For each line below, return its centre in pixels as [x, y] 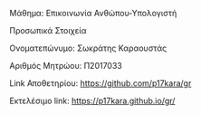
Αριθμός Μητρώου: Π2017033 [66, 66]
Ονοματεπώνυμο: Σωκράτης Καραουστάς [88, 48]
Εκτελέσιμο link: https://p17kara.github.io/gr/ [92, 101]
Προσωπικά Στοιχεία [48, 30]
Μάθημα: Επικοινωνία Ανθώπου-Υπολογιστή [93, 13]
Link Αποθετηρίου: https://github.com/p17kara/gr [100, 83]
